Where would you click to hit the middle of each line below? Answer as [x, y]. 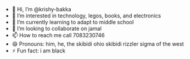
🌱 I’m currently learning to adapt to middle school [73, 22]
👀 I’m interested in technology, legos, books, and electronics [86, 16]
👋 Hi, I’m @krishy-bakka [42, 9]
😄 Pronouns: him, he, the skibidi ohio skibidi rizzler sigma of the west [98, 44]
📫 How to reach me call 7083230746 [58, 35]
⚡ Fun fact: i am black [39, 51]
